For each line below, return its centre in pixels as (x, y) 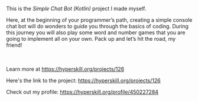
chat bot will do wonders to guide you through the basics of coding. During (98, 26)
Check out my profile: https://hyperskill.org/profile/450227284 (82, 92)
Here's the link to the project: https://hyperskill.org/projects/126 (83, 80)
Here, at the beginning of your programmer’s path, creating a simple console (99, 20)
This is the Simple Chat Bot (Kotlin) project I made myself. (76, 9)
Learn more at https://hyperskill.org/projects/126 (65, 69)
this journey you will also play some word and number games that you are (96, 32)
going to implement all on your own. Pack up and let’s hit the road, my (91, 39)
